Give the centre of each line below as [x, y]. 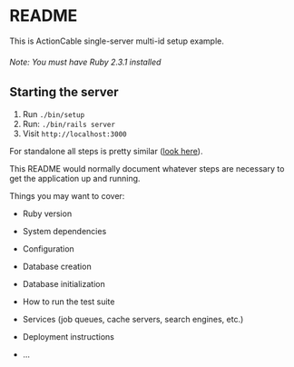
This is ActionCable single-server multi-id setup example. [117, 41]
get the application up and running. [75, 178]
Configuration [48, 248]
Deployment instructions [69, 336]
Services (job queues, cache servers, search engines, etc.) [133, 319]
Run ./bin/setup [54, 114]
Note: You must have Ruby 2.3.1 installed [85, 62]
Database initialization [64, 283]
